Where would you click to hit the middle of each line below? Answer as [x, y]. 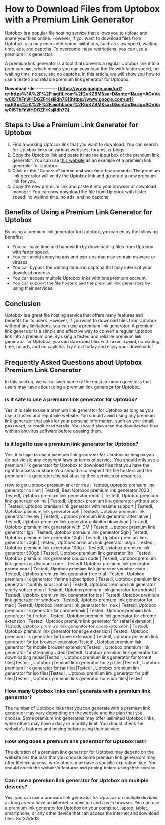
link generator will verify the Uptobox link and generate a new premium [84, 176]
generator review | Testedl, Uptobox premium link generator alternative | [78, 516]
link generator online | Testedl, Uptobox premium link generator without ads [82, 501]
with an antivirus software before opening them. [54, 431]
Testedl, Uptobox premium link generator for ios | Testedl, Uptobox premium [82, 595]
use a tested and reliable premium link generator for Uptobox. [67, 79]
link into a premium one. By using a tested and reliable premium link [73, 336]
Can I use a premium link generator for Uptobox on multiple [77, 781]
